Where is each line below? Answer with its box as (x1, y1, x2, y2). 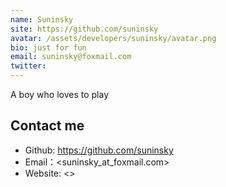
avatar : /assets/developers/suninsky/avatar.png (10, 33, 217, 43)
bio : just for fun (10, 42, 87, 53)
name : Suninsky (10, 14, 74, 25)
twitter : (10, 61, 47, 71)
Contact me (10, 117, 85, 135)
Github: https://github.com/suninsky (24, 144, 174, 156)
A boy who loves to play (10, 89, 110, 100)
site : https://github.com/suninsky (10, 24, 159, 34)
